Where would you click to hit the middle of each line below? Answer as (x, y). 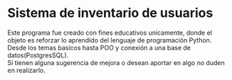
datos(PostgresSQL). (38, 55)
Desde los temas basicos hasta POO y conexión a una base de (99, 47)
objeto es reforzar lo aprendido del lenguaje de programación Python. (110, 40)
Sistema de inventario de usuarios (110, 13)
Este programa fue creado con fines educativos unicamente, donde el (110, 33)
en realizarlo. (27, 70)
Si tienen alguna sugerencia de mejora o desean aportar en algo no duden (116, 62)
